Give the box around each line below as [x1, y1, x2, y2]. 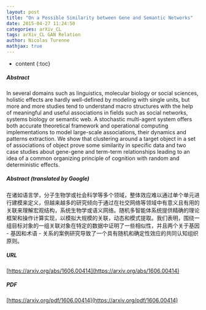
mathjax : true [6, 43, 43, 50]
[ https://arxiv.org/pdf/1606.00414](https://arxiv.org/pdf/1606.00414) [6, 297, 178, 304]
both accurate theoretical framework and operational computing [6, 122, 169, 129]
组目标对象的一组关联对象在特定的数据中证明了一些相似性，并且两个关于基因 [6, 222, 200, 229]
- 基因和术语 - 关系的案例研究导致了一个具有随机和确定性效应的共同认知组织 [6, 229, 199, 236]
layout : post [6, 9, 40, 15]
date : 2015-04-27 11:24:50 [6, 20, 75, 26]
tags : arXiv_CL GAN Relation [6, 32, 81, 38]
